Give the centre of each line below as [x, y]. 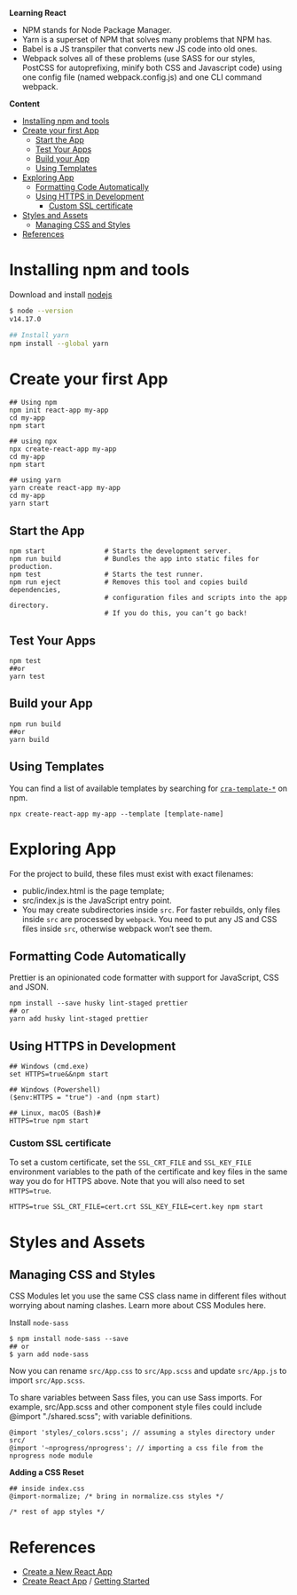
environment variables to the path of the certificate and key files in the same [148, 1172]
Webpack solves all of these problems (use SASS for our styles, [138, 58]
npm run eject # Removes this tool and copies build [129, 582]
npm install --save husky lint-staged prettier [99, 1003]
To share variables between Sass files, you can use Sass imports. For [136, 1398]
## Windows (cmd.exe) [49, 1067]
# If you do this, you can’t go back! [176, 613]
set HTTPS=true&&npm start [59, 1074]
